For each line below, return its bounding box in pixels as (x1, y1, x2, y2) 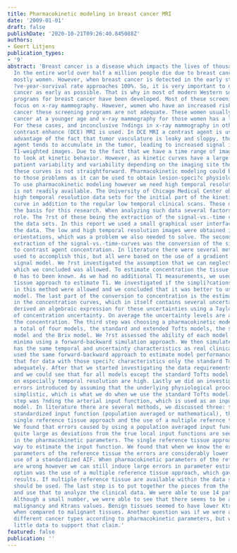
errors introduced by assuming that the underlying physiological (13, 384, 213, 391)
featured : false (7, 528, 55, 535)
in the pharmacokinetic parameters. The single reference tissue (13, 437, 210, 444)
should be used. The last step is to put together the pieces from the (13, 482, 229, 490)
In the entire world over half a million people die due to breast (13, 69, 217, 76)
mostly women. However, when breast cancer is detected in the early (13, 75, 222, 83)
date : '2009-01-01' (7, 17, 65, 24)
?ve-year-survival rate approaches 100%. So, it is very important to (13, 83, 226, 90)
